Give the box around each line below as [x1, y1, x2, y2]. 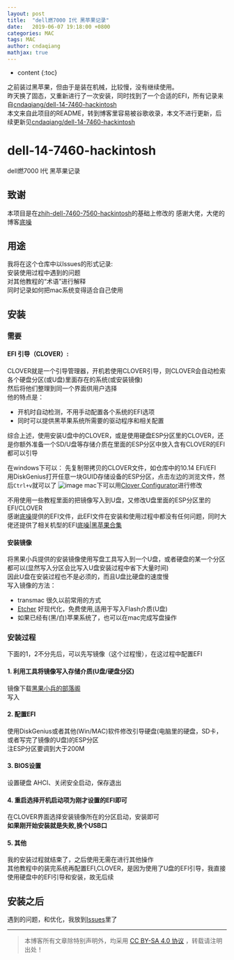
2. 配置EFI [7, 710, 36, 718]
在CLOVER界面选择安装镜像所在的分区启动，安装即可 [7, 813, 160, 821]
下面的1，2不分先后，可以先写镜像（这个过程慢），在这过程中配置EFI [7, 650, 203, 658]
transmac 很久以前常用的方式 [17, 596, 102, 604]
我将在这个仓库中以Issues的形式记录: [7, 260, 114, 268]
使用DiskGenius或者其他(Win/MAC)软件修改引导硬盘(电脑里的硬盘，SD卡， [7, 727, 223, 735]
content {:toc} [17, 68, 58, 77]
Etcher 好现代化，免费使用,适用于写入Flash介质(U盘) [17, 605, 169, 613]
